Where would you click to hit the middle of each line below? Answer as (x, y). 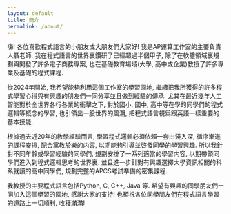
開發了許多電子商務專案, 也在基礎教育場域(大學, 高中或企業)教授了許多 (119, 64)
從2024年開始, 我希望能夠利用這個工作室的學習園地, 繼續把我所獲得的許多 (112, 88)
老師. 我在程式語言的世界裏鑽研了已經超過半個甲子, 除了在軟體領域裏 (116, 55)
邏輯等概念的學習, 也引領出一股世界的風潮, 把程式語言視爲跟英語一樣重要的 (113, 113)
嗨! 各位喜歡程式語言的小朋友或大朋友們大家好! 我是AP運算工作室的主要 (108, 47)
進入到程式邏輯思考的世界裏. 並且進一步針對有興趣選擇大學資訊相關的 (117, 162)
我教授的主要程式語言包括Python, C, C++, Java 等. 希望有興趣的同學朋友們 (113, 186)
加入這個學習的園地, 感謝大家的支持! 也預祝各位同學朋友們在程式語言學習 (116, 195)
